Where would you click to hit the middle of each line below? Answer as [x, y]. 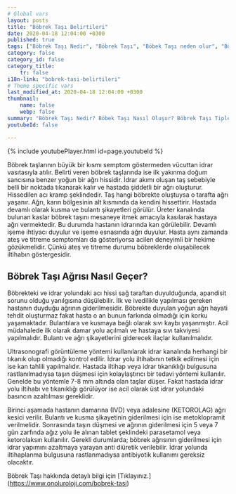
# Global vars [28, 14]
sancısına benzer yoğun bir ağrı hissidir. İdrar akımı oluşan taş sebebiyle [111, 179]
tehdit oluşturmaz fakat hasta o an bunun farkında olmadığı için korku [107, 316]
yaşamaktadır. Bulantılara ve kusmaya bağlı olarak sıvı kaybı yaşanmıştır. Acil [118, 323]
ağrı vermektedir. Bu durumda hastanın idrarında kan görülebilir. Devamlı [112, 224]
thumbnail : [23, 99]
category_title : [31, 66]
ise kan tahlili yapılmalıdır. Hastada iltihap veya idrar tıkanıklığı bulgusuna [112, 367]
